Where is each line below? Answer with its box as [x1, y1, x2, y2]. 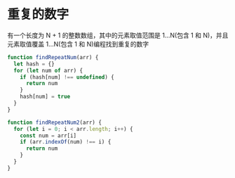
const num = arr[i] [20, 132, 77, 139]
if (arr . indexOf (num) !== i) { [20, 139, 112, 146]
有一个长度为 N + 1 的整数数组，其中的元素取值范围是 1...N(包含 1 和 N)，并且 [7, 31, 229, 39]
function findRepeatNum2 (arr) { [7, 119, 102, 126]
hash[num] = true [20, 93, 71, 101]
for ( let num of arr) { [13, 67, 83, 74]
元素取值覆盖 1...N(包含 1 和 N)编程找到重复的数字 [7, 39, 149, 48]
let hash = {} [13, 61, 55, 68]
